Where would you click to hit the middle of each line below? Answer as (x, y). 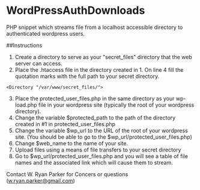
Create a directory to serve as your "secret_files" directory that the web (103, 57)
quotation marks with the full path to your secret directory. (87, 76)
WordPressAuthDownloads (76, 11)
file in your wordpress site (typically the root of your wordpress (116, 105)
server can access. (38, 63)
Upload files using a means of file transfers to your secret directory (98, 150)
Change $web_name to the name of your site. (71, 143)
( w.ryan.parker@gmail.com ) (41, 180)
